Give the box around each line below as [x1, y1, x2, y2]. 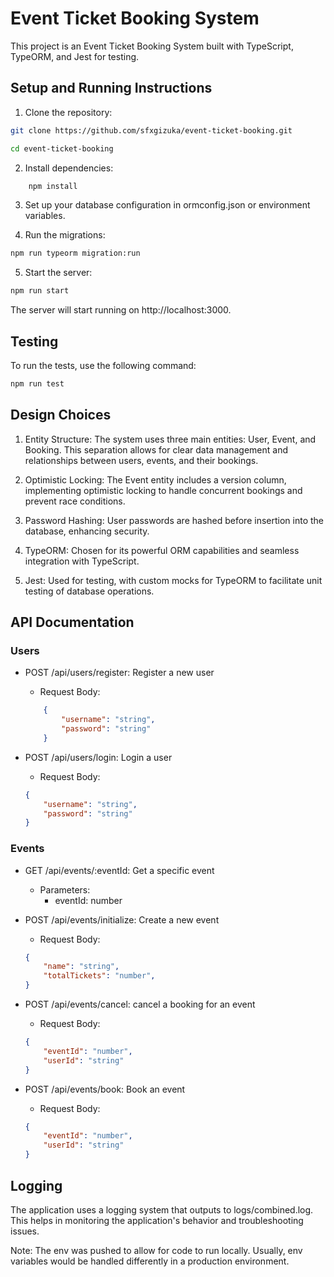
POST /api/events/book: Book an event [24, 1083, 186, 1095]
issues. [10, 1225, 40, 1237]
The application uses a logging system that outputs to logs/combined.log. [10, 1203, 314, 1216]
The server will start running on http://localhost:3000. [10, 304, 232, 316]
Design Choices [10, 407, 112, 424]
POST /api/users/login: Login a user [24, 751, 173, 763]
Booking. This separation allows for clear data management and [24, 443, 289, 456]
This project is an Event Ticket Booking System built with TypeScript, [10, 40, 294, 52]
